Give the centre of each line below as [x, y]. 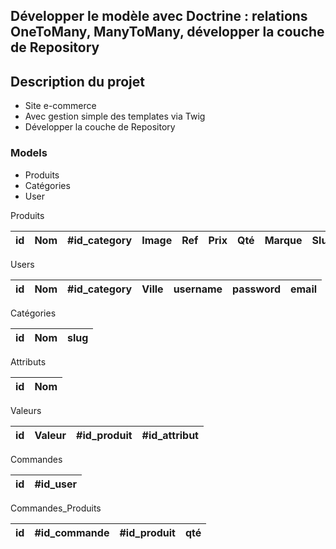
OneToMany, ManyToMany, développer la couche [167, 32]
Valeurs [26, 410]
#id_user [56, 484]
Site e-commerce [60, 106]
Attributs [28, 361]
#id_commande [72, 532]
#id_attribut [170, 435]
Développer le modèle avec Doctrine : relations [159, 16]
